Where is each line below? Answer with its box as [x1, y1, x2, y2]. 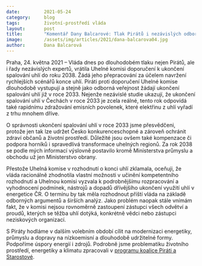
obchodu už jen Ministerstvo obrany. [6, 153, 97, 160]
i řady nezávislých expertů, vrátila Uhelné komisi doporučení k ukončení [6, 65, 185, 72]
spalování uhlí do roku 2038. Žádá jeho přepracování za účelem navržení [6, 71, 186, 79]
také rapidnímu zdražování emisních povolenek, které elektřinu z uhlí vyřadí [6, 103, 193, 110]
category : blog [6, 14, 55, 20]
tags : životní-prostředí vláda [6, 20, 106, 26]
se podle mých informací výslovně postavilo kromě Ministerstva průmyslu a [6, 147, 193, 154]
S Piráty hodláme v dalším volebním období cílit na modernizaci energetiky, [6, 228, 192, 235]
